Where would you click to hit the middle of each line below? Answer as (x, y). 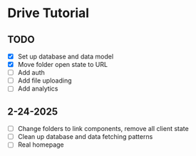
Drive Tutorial (48, 13)
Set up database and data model (66, 56)
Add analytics (38, 89)
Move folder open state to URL (63, 65)
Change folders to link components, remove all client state (103, 129)
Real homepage (41, 145)
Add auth (31, 73)
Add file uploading (45, 80)
